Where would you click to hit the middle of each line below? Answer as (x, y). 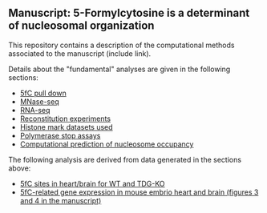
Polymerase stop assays (60, 135)
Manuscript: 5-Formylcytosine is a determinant (129, 13)
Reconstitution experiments (65, 119)
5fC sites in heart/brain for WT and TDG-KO (93, 183)
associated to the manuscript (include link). (80, 53)
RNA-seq (35, 110)
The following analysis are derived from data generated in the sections (125, 159)
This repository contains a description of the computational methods (121, 45)
